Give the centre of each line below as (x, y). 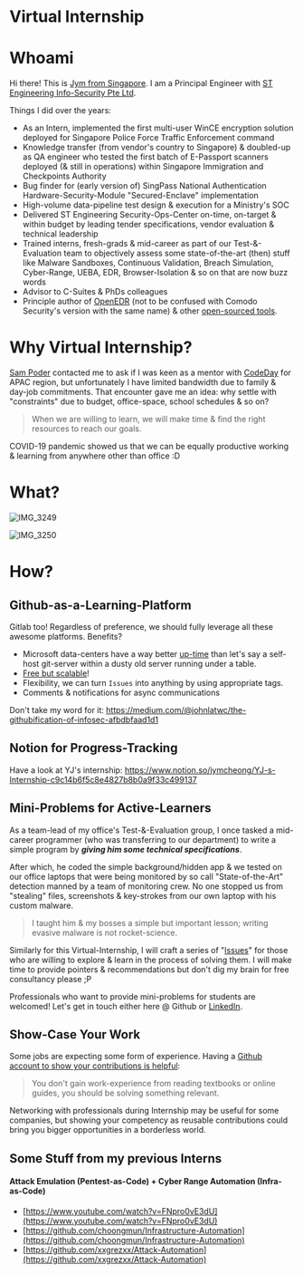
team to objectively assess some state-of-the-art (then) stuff (177, 253)
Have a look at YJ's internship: (66, 770)
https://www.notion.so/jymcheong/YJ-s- (200, 770)
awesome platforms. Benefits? (66, 637)
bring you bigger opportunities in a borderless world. (108, 1130)
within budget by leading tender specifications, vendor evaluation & (148, 225)
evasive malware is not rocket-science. (104, 932)
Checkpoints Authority (64, 176)
